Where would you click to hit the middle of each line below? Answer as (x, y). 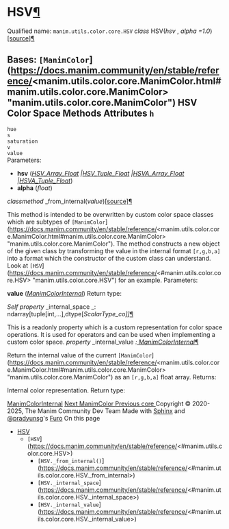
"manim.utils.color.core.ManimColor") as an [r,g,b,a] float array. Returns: (112, 377)
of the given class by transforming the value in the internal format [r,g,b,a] (114, 250)
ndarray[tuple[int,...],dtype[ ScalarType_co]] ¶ (70, 314)
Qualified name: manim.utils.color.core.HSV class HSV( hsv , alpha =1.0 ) (110, 31)
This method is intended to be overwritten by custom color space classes (110, 214)
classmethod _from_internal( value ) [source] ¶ (70, 201)
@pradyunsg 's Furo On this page (54, 418)
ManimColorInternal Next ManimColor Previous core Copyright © (99, 403)
